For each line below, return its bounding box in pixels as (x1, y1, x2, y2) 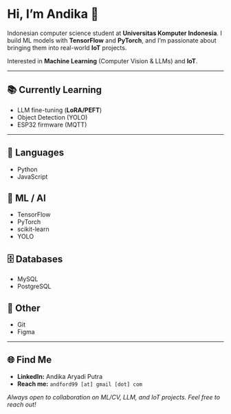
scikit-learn (16, 225, 49, 233)
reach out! (7, 400, 36, 408)
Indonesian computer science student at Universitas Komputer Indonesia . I (7, 29, 222, 37)
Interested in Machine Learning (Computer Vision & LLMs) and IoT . (7, 56, 198, 65)
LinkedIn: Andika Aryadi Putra (16, 372, 103, 380)
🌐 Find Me (7, 354, 52, 366)
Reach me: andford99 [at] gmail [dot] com (16, 380, 143, 388)
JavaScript (16, 172, 48, 181)
